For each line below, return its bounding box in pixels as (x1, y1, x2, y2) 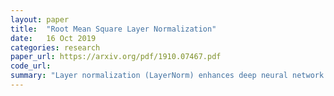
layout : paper (10, 14, 70, 25)
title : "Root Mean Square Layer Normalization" (10, 24, 217, 34)
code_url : (10, 61, 52, 71)
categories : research (10, 42, 101, 53)
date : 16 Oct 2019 (10, 33, 97, 43)
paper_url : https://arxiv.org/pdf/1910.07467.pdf (10, 52, 222, 62)
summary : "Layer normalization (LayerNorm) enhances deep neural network (10, 71, 325, 81)
